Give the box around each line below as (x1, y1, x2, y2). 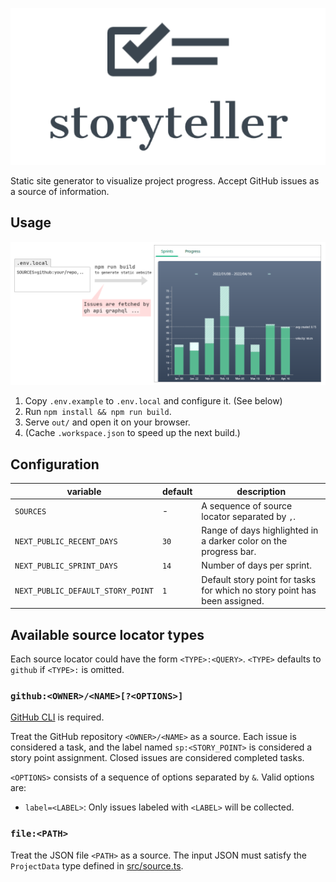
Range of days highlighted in (201, 524, 319, 537)
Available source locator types (10, 626, 205, 643)
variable (66, 485, 102, 497)
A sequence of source (201, 499, 293, 512)
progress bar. (201, 546, 257, 558)
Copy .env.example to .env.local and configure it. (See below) (24, 395, 283, 407)
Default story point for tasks (201, 573, 317, 585)
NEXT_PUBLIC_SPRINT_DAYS (14, 561, 118, 572)
